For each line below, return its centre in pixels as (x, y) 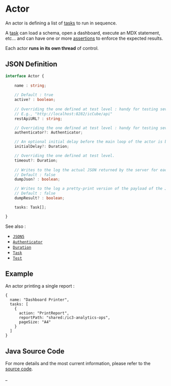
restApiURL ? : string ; (38, 119)
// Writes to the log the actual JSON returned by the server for (86, 170)
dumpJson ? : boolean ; (37, 179)
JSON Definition (31, 64)
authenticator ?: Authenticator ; (49, 133)
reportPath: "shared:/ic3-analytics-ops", (64, 318)
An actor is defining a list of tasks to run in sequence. (61, 23)
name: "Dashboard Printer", (40, 300)
